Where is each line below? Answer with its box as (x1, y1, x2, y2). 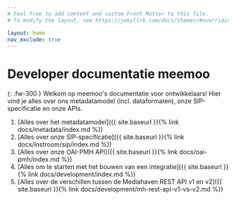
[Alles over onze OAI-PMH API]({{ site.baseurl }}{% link (17, 148, 178, 156)
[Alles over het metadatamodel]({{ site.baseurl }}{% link (17, 118, 179, 126)
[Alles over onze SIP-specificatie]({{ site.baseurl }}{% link (17, 133, 185, 141)
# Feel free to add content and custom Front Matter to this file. (7, 10, 209, 18)
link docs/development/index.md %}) (27, 170, 136, 179)
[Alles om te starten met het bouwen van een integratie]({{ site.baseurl (17, 163, 223, 171)
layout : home (7, 29, 46, 36)
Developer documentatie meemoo (7, 66, 211, 82)
